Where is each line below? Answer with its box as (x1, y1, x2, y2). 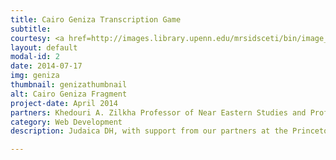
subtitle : (10, 24, 52, 34)
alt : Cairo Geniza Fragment (10, 89, 128, 99)
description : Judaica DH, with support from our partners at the (10, 126, 288, 136)
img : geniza (10, 71, 60, 81)
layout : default (10, 42, 78, 53)
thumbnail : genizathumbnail (10, 80, 128, 90)
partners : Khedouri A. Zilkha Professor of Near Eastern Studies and (10, 107, 307, 118)
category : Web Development (10, 117, 123, 127)
